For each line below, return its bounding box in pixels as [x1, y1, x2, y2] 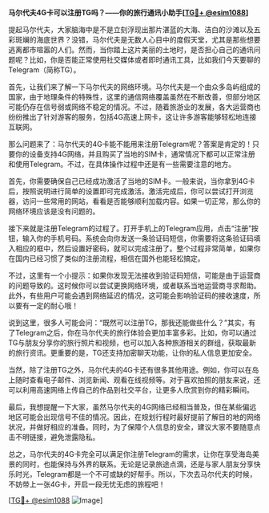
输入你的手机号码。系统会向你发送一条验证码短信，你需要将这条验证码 [22, 234, 254, 243]
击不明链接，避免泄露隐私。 [8, 433, 100, 442]
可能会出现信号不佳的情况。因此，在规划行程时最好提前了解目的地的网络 [22, 413, 261, 421]
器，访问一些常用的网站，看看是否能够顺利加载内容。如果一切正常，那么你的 [8, 197, 261, 206]
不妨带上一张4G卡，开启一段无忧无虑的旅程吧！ [8, 479, 166, 489]
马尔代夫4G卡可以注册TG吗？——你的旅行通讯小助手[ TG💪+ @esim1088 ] [8, 8, 249, 17]
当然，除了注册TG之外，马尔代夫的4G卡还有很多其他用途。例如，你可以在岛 [8, 365, 259, 374]
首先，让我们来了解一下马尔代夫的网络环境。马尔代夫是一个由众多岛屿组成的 [8, 82, 261, 92]
